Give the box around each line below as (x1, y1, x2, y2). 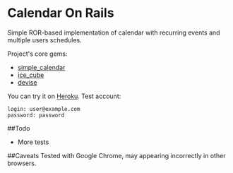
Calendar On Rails (7, 5, 114, 21)
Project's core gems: (7, 49, 68, 58)
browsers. (7, 159, 37, 167)
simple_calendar (17, 63, 66, 71)
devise (17, 78, 37, 86)
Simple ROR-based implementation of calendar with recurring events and (7, 28, 220, 37)
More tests (17, 138, 49, 146)
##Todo (7, 124, 30, 132)
